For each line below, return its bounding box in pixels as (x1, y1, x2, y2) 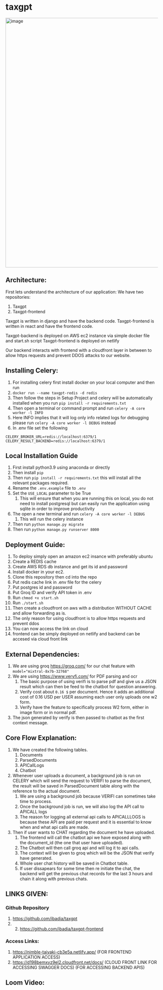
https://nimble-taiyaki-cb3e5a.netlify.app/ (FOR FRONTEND (12, 949, 132, 955)
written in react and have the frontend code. (5, 323, 93, 329)
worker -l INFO (12, 410, 44, 415)
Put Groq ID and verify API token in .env (12, 590, 92, 596)
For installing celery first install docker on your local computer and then (12, 379, 155, 385)
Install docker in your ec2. (12, 569, 64, 575)
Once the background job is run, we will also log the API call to (19, 803, 145, 809)
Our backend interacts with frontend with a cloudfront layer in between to (5, 347, 152, 353)
